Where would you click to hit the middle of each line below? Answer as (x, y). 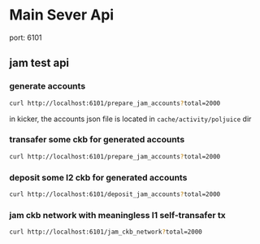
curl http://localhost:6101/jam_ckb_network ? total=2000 (106, 232)
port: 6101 (26, 37)
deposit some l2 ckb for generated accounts (98, 177)
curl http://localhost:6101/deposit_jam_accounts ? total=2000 (115, 194)
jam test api (39, 63)
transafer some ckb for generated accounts (97, 140)
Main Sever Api (62, 15)
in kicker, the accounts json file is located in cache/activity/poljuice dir (130, 119)
